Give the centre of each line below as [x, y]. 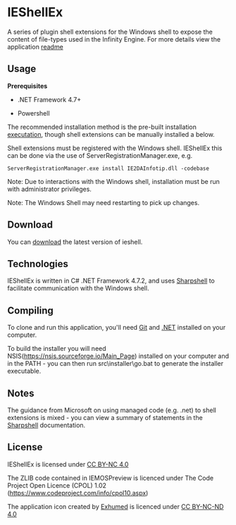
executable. [24, 371]
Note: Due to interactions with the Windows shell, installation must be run [113, 181]
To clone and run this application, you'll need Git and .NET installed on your [117, 328]
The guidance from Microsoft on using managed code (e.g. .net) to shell [112, 410]
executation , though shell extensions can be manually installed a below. [111, 134]
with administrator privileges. [49, 189]
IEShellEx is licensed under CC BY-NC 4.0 [68, 464]
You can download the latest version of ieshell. [75, 242]
